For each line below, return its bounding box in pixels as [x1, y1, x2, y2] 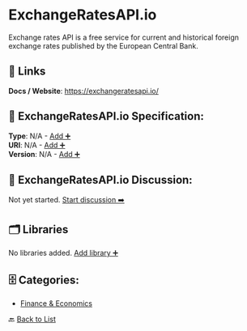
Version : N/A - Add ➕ [8, 149, 81, 159]
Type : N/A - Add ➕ [8, 131, 71, 141]
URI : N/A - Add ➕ [8, 140, 66, 150]
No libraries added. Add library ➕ [8, 248, 119, 258]
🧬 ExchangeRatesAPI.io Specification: [8, 109, 204, 123]
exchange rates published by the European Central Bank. [8, 40, 198, 50]
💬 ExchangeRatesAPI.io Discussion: [8, 172, 193, 187]
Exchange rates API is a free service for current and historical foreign [8, 32, 239, 42]
